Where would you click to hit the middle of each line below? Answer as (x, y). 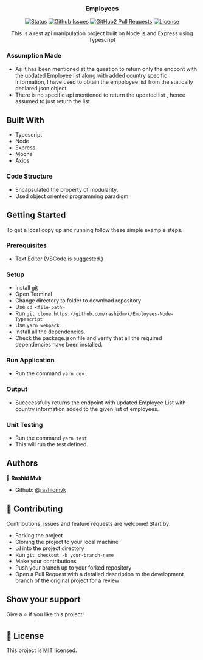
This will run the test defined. (51, 444)
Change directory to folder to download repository (78, 301)
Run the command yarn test (51, 438)
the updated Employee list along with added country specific (91, 75)
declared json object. (42, 88)
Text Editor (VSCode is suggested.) (59, 259)
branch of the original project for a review (67, 580)
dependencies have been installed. (59, 345)
